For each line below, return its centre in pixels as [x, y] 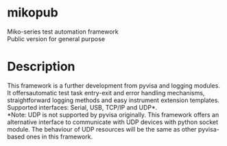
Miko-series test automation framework [63, 32]
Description [41, 67]
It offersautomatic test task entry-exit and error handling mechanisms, [106, 93]
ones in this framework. [60, 136]
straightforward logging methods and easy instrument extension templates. [113, 100]
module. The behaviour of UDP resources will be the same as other [102, 129]
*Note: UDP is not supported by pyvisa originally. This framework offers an [113, 114]
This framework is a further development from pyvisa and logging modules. [114, 85]
